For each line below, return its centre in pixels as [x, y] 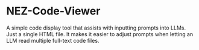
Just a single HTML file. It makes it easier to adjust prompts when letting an [100, 34]
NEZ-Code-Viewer [53, 11]
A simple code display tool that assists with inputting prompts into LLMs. [96, 28]
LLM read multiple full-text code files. [53, 40]
